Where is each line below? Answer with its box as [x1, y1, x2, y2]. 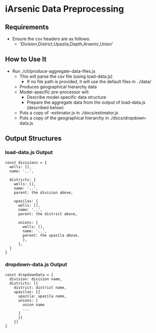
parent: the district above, [18, 211, 78, 216]
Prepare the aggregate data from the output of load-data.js [26, 99, 146, 105]
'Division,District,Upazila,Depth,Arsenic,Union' [19, 41, 113, 47]
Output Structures [5, 134, 62, 143]
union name [22, 302, 45, 307]
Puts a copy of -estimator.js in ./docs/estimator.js [19, 110, 119, 115]
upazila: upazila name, [18, 293, 67, 299]
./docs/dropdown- [110, 115, 147, 121]
